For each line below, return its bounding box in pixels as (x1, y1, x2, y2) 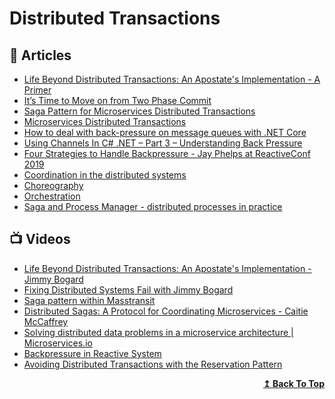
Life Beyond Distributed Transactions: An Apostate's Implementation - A (23, 73, 321, 85)
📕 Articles (9, 47, 72, 64)
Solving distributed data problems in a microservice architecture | (23, 326, 294, 338)
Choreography (23, 180, 84, 191)
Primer (23, 84, 52, 96)
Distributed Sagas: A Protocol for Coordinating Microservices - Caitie (23, 305, 309, 317)
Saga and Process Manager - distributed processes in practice (23, 201, 283, 212)
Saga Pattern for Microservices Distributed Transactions (23, 105, 256, 117)
